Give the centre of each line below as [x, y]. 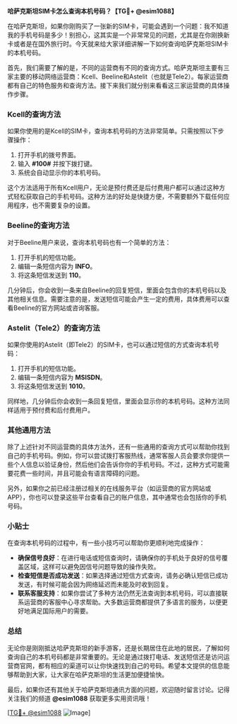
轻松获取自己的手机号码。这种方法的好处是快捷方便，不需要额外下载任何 [118, 197]
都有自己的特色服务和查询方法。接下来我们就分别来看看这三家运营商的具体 [115, 85]
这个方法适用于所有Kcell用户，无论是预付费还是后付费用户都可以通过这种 [113, 188]
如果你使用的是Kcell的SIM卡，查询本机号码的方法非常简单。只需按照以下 [113, 131]
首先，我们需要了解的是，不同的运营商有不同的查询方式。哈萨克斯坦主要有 [115, 68]
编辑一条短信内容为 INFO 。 [57, 266]
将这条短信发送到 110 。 [51, 275]
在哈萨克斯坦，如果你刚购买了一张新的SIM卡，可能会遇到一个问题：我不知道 [118, 26]
